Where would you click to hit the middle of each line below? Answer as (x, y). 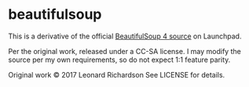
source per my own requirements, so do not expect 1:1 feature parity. (119, 60)
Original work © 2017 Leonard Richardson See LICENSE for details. (117, 74)
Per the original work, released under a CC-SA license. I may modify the (124, 51)
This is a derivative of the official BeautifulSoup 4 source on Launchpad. (125, 36)
